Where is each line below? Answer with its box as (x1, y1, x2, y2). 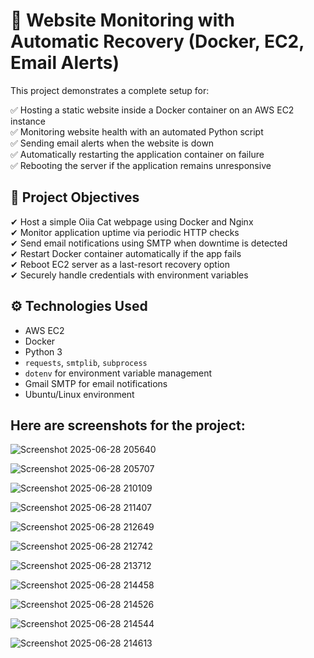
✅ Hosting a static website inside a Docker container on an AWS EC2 (10, 104, 295, 116)
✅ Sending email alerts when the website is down (10, 137, 215, 149)
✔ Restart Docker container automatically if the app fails (10, 247, 242, 259)
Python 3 (24, 345, 63, 358)
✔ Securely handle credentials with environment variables (10, 269, 249, 281)
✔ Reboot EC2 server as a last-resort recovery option (10, 258, 230, 270)
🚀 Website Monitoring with (10, 9, 235, 32)
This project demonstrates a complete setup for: (10, 84, 210, 96)
